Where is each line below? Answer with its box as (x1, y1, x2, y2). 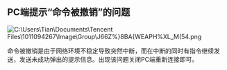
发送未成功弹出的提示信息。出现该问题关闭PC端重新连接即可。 (19, 55, 199, 63)
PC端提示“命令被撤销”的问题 (7, 6, 131, 19)
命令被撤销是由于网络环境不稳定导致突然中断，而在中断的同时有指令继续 (7, 47, 214, 55)
